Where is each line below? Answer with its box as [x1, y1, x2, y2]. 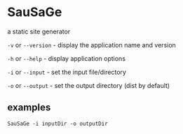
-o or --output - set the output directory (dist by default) [7, 81, 170, 89]
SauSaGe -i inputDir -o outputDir [7, 120, 109, 127]
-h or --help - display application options [7, 54, 126, 63]
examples [7, 102, 51, 114]
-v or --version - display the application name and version [7, 40, 177, 49]
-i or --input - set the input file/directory [7, 68, 126, 76]
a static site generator [7, 27, 71, 36]
